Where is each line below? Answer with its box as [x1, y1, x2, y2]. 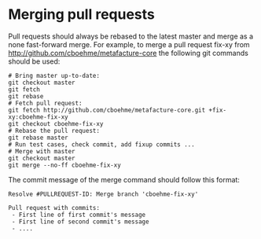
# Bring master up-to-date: [8, 72, 101, 79]
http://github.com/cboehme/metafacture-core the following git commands [8, 48, 249, 57]
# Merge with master [8, 147, 76, 155]
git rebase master [8, 134, 68, 142]
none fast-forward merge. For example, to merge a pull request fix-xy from [8, 39, 250, 49]
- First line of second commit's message [11, 218, 149, 226]
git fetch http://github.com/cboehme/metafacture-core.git [8, 106, 206, 114]
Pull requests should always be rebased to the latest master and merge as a [8, 31, 254, 41]
